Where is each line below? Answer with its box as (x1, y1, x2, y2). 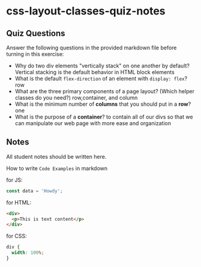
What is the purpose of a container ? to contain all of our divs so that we (14, 113, 193, 120)
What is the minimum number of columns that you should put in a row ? (14, 100, 191, 108)
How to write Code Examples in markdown (6, 164, 108, 172)
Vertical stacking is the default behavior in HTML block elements (14, 69, 175, 76)
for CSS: (6, 233, 27, 240)
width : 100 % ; (11, 250, 44, 256)
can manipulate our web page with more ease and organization (14, 120, 171, 127)
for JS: (6, 176, 23, 183)
